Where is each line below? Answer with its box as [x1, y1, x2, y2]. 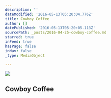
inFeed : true [5, 39, 32, 44]
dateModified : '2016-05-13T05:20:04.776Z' [5, 12, 93, 17]
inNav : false [5, 48, 32, 53]
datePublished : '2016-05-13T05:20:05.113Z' [5, 26, 96, 31]
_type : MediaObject [5, 53, 45, 58]
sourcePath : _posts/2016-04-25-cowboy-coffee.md [5, 30, 107, 35]
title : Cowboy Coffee [5, 16, 50, 21]
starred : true [5, 35, 34, 40]
